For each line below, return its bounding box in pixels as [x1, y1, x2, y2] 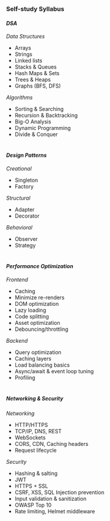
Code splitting [14, 312, 49, 320]
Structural [6, 194, 31, 201]
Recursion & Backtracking [14, 112, 78, 119]
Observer [14, 235, 38, 243]
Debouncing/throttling [14, 325, 69, 333]
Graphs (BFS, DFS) [14, 82, 61, 89]
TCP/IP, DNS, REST [14, 428, 62, 435]
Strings [14, 51, 33, 58]
